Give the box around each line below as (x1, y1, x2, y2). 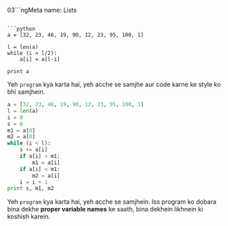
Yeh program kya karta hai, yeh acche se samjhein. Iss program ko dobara (7, 197, 217, 206)
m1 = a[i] (32, 159, 60, 166)
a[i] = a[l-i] (19, 56, 60, 63)
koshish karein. (7, 212, 51, 221)
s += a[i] (19, 146, 49, 154)
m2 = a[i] (32, 172, 60, 179)
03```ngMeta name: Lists (7, 6, 78, 14)
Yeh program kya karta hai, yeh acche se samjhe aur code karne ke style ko (7, 80, 221, 88)
